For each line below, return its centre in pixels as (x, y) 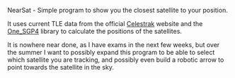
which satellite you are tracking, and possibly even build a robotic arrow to (116, 60)
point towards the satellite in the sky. (61, 67)
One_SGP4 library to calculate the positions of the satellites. (95, 31)
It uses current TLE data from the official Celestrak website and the (105, 24)
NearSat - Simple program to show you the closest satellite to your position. (117, 10)
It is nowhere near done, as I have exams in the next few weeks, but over (114, 45)
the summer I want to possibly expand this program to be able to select (111, 52)
